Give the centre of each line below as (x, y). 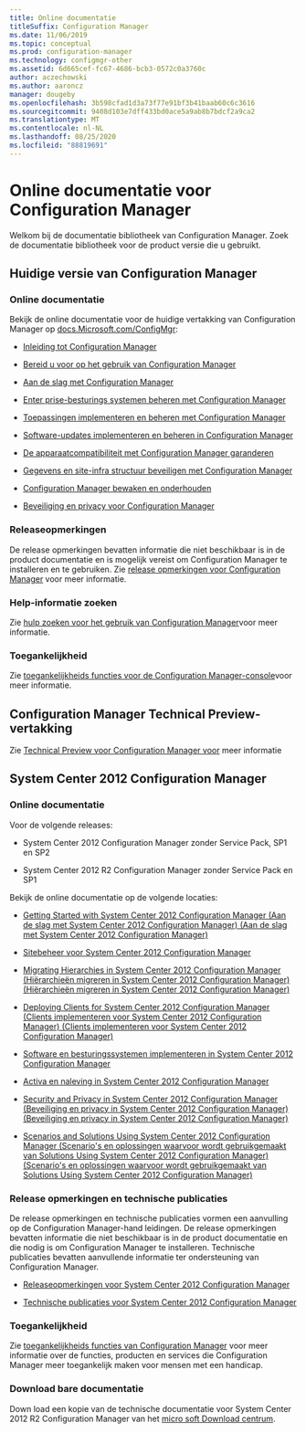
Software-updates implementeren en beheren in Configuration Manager (158, 436)
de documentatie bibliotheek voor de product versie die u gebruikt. (136, 245)
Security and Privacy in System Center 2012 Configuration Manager (150, 1099)
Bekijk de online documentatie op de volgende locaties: (114, 897)
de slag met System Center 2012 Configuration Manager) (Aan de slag (155, 924)
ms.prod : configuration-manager (71, 52)
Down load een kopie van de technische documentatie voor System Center (151, 1408)
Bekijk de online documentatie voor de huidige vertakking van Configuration (153, 320)
